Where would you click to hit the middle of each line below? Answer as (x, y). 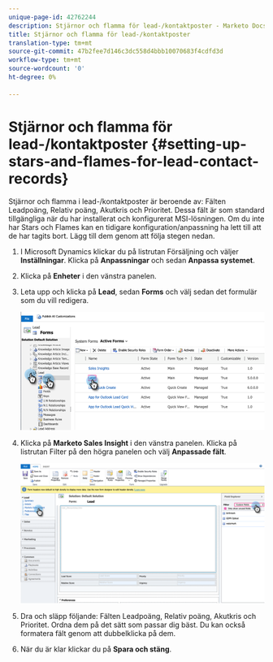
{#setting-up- (199, 144)
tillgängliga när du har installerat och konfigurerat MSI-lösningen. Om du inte (136, 219)
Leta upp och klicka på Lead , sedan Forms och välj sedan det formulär (139, 292)
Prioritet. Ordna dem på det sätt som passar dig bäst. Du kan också (133, 625)
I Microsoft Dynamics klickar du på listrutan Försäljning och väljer (129, 251)
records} (39, 178)
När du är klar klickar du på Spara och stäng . (96, 649)
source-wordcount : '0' (47, 69)
